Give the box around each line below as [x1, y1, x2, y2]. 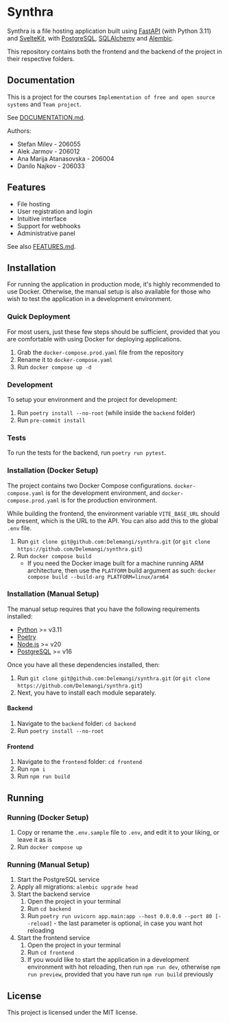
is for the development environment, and [45, 488, 160, 497]
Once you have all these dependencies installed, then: [7, 660, 160, 669]
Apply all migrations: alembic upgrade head [16, 882, 138, 891]
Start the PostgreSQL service [16, 876, 100, 884]
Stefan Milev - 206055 [16, 140, 81, 148]
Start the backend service [16, 890, 91, 898]
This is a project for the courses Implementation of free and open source [7, 93, 215, 101]
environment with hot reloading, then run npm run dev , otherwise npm [27, 963, 221, 971]
